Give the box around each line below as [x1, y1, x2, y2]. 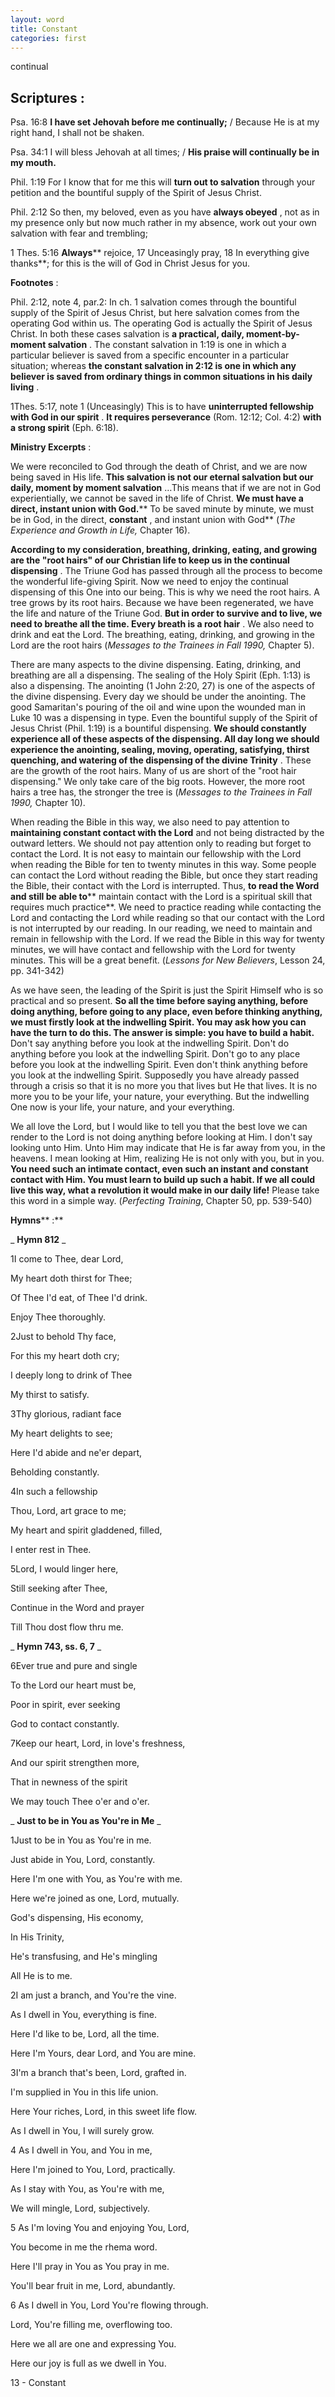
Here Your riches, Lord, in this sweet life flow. [10, 2106, 197, 2118]
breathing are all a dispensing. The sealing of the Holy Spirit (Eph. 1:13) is [10, 669, 311, 681]
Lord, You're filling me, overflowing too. [10, 2319, 173, 2331]
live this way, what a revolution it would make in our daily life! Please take [10, 1184, 320, 1196]
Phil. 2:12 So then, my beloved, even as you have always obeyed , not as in [10, 206, 320, 218]
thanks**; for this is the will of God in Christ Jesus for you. [10, 257, 250, 270]
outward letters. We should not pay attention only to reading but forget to [10, 837, 312, 850]
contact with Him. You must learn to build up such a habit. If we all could [10, 1174, 316, 1186]
